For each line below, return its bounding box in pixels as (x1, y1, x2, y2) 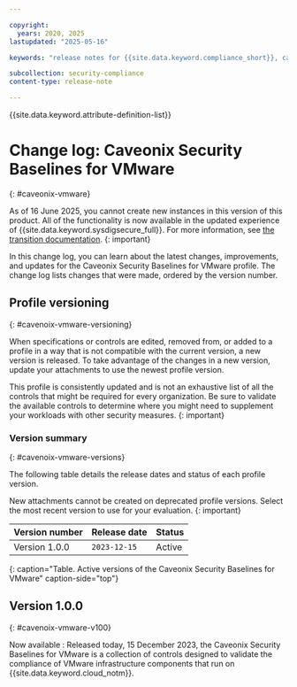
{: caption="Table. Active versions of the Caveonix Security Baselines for (9, 564, 276, 575)
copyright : (9, 20, 49, 29)
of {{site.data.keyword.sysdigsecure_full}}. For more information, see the (9, 224, 275, 235)
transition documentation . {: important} (9, 234, 151, 244)
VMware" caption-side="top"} (9, 573, 119, 584)
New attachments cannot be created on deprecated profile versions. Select (9, 496, 284, 506)
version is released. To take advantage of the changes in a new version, (9, 355, 271, 366)
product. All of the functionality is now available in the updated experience (9, 214, 280, 226)
